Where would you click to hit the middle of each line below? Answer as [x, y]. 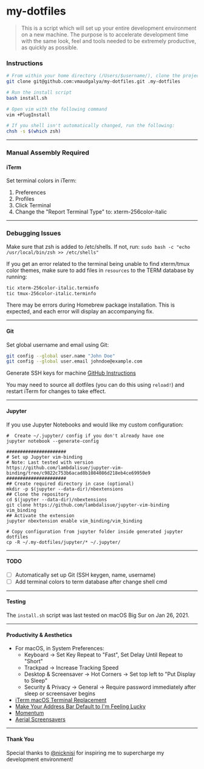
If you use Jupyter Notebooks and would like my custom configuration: [95, 425]
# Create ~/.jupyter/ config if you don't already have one [85, 436]
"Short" [34, 661]
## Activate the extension [40, 515]
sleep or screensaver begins [60, 694]
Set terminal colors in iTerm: [42, 181]
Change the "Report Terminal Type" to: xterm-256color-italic [91, 212]
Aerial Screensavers [40, 720]
